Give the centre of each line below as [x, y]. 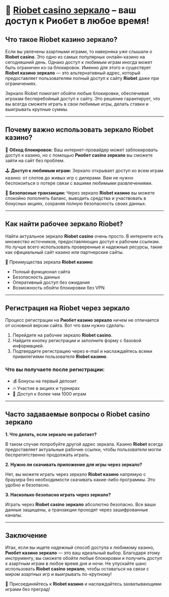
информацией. [28, 346]
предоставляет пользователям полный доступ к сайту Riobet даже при [82, 78]
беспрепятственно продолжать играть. [48, 455]
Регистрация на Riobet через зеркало [67, 308]
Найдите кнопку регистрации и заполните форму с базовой [77, 341]
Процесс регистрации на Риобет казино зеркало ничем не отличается [82, 320]
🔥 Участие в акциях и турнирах [46, 388]
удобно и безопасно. [28, 485]
